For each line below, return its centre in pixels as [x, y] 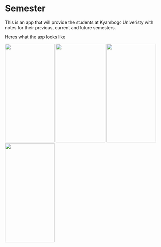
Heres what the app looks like [35, 37]
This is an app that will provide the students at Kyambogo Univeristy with [79, 22]
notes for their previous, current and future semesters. [60, 27]
